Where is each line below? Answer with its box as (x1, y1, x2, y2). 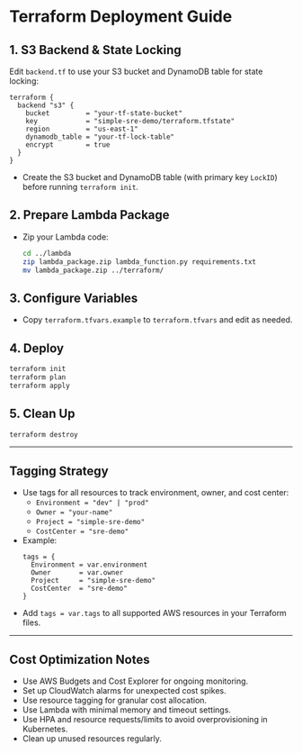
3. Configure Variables (9, 290, 138, 305)
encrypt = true (25, 141, 111, 150)
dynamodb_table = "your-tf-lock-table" (25, 132, 175, 141)
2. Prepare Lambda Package (9, 207, 170, 222)
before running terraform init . (22, 182, 139, 192)
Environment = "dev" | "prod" (35, 498, 150, 508)
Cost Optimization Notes (9, 651, 150, 667)
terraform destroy (9, 430, 78, 439)
